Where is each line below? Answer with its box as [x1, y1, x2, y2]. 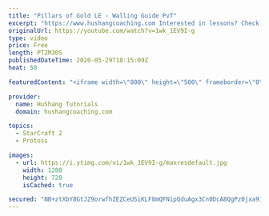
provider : [8, 93, 42, 101]
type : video [8, 34, 48, 42]
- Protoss [15, 137, 48, 145]
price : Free [8, 42, 48, 50]
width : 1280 [22, 166, 62, 174]
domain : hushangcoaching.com [15, 107, 113, 116]
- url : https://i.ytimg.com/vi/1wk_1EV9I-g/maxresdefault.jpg [15, 158, 227, 166]
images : [8, 151, 34, 159]
